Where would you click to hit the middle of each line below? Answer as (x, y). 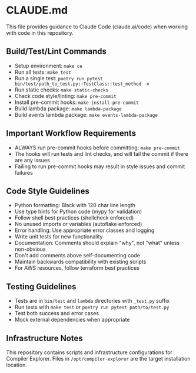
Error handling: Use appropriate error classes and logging (84, 230)
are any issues (32, 160)
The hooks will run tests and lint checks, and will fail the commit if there (101, 153)
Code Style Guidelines (48, 191)
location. (17, 365)
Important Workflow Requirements (71, 133)
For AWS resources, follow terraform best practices (77, 268)
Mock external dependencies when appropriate (72, 320)
